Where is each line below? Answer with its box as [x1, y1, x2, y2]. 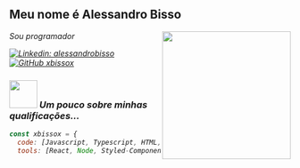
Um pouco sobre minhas [38, 98, 148, 110]
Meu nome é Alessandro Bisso [9, 7, 181, 22]
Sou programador [9, 30, 75, 41]
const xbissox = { [9, 130, 78, 139]
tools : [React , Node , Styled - [17, 146, 129, 155]
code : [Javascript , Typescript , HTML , [17, 138, 162, 147]
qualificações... [9, 109, 80, 122]
